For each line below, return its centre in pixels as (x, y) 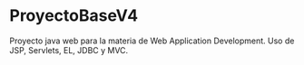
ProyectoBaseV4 (74, 16)
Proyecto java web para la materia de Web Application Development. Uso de (152, 41)
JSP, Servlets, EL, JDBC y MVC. (69, 50)
